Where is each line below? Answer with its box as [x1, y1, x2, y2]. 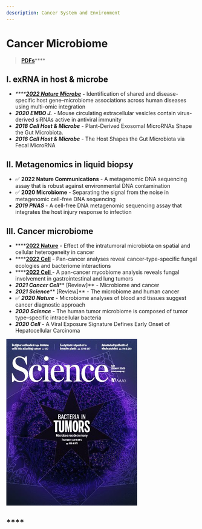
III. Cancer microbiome [6, 226, 94, 236]
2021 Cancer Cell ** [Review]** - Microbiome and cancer [15, 282, 160, 288]
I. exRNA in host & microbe [6, 74, 109, 84]
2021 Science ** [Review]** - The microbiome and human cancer [15, 288, 180, 295]
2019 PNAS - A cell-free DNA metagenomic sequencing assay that [15, 202, 183, 209]
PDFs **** [21, 56, 46, 64]
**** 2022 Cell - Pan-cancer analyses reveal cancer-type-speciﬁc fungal [15, 255, 197, 262]
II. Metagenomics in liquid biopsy [6, 159, 134, 170]
